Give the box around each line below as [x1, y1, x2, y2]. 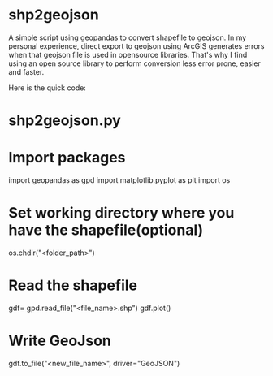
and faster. [8, 67, 45, 76]
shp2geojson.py [8, 111, 122, 130]
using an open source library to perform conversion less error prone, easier [8, 58, 262, 68]
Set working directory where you [8, 204, 235, 223]
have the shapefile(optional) [8, 221, 204, 240]
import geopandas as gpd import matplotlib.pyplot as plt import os [8, 175, 231, 185]
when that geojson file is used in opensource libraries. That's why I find [8, 50, 248, 59]
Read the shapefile [8, 276, 138, 295]
